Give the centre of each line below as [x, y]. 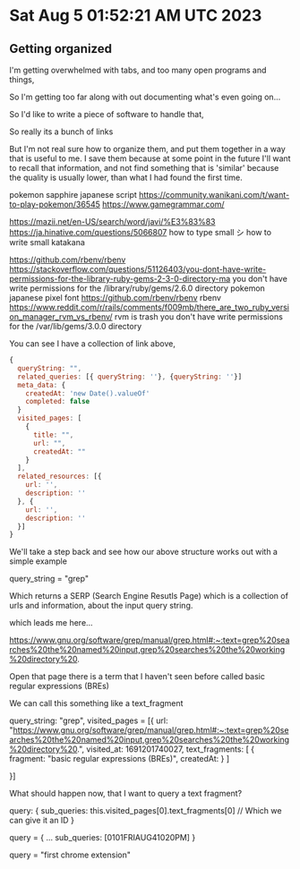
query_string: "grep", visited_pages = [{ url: [89, 720]
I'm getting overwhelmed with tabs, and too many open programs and [138, 70]
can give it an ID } [42, 821]
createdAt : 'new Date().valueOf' [88, 393]
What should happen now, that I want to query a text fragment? [126, 794]
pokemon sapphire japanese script [73, 195]
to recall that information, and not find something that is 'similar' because [144, 168]
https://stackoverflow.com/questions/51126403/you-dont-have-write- [138, 269]
